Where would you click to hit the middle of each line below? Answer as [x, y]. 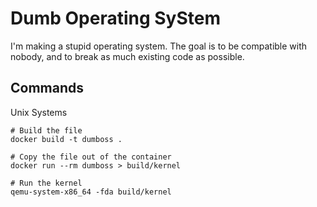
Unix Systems [39, 112]
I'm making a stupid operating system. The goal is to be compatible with [159, 46]
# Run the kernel [46, 183]
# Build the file [46, 130]
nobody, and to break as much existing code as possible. [127, 56]
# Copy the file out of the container [91, 157]
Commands [47, 88]
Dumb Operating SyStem [115, 18]
